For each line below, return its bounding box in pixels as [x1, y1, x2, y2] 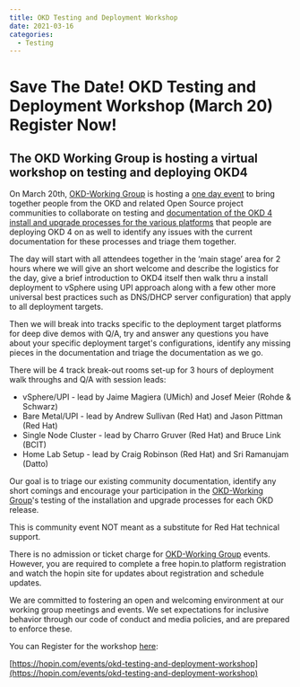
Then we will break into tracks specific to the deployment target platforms [9, 319, 282, 330]
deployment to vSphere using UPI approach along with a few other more [9, 282, 276, 293]
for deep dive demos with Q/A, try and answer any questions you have [9, 329, 269, 339]
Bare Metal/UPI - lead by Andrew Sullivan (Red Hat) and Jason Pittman [21, 410, 284, 422]
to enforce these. [9, 623, 73, 634]
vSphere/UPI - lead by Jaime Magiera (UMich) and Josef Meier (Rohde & [21, 392, 292, 402]
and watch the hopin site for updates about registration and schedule [9, 568, 264, 579]
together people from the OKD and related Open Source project [9, 198, 244, 209]
